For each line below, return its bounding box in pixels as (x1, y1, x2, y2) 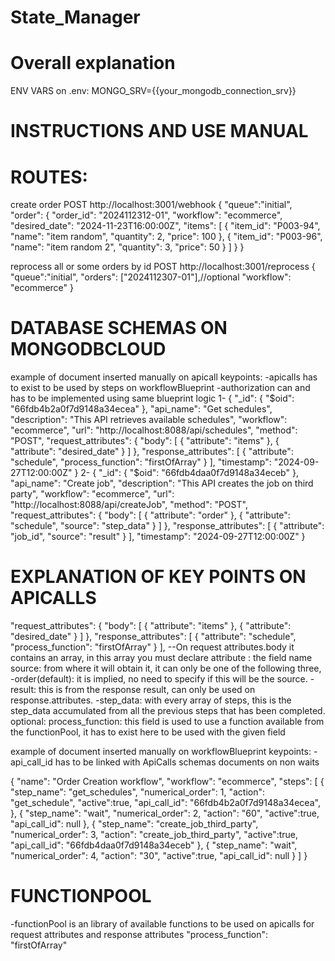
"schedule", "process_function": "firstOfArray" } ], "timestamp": (10, 456, 272, 468)
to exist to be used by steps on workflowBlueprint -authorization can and (10, 382, 311, 394)
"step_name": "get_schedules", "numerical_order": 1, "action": (10, 786, 266, 798)
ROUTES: (10, 166, 88, 188)
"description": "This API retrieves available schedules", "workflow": (10, 414, 288, 426)
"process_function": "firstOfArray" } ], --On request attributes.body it (10, 641, 295, 653)
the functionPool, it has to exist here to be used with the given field (10, 726, 286, 738)
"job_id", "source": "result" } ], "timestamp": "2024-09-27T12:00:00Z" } (10, 531, 306, 543)
